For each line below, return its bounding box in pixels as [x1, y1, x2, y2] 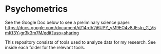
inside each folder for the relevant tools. [5, 44, 85, 50]
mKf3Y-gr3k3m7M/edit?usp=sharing [5, 30, 79, 36]
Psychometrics [5, 3, 68, 15]
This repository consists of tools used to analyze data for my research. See [5, 39, 156, 45]
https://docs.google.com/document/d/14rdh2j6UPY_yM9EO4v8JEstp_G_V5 [5, 24, 156, 30]
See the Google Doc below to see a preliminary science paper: [5, 19, 131, 25]
